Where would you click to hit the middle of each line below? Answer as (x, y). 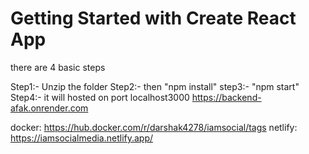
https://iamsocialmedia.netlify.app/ (82, 138)
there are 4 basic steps (58, 67)
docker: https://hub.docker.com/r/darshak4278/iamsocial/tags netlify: (154, 127)
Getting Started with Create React (153, 18)
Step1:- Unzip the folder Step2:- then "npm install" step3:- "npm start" (155, 86)
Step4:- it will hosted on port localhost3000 (100, 97)
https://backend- (226, 97)
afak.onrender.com (49, 108)
